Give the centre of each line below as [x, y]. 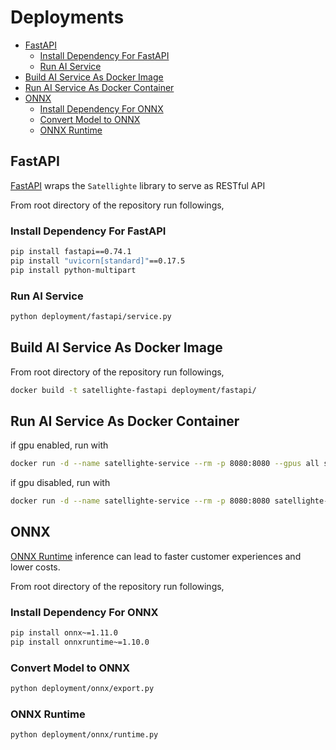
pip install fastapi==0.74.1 [71, 252]
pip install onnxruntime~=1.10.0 [80, 642]
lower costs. [35, 567]
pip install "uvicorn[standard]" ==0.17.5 [98, 261]
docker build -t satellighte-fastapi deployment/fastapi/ [133, 390]
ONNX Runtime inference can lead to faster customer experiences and [156, 556]
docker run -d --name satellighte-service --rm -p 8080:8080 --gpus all [165, 464]
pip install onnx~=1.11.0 [64, 633]
